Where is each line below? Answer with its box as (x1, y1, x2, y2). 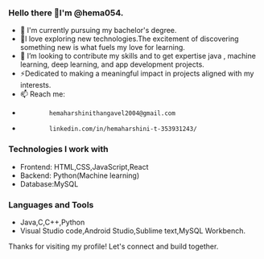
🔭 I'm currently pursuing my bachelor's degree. (19, 26, 177, 35)
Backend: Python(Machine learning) (19, 171, 140, 180)
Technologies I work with (8, 144, 109, 155)
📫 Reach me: (19, 89, 66, 99)
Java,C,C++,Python (19, 217, 85, 227)
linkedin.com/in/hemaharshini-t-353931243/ (49, 125, 197, 134)
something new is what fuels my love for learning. (19, 43, 185, 52)
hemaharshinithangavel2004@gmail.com (49, 109, 175, 117)
